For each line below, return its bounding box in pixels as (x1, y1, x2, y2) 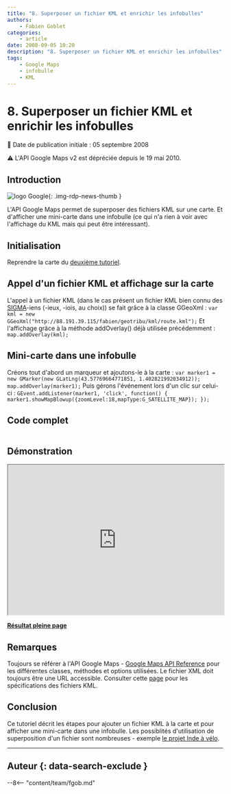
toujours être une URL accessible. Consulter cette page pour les (7, 674, 189, 682)
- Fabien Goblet (19, 23, 66, 30)
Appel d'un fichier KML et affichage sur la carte (7, 278, 215, 290)
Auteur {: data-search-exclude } (7, 760, 148, 772)
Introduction (7, 174, 62, 185)
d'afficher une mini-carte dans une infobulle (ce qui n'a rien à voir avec (7, 213, 208, 221)
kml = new (7, 310, 36, 318)
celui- (202, 382, 219, 390)
